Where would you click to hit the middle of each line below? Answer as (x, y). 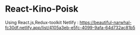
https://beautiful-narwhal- (105, 22)
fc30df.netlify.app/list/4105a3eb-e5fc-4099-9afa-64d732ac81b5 (70, 27)
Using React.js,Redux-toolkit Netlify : (42, 22)
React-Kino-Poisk (42, 9)
